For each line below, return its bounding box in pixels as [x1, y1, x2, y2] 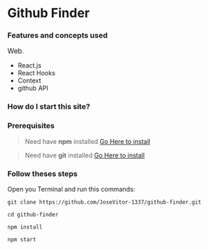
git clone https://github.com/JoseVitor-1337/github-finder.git [7, 199, 202, 206]
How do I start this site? [7, 102, 91, 112]
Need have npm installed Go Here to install [24, 137, 150, 145]
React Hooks [17, 69, 55, 78]
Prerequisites [7, 121, 55, 131]
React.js [17, 61, 42, 70]
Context [17, 76, 41, 85]
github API [17, 84, 48, 93]
